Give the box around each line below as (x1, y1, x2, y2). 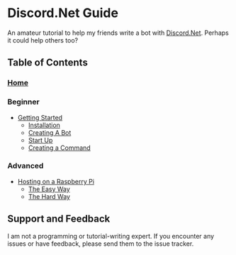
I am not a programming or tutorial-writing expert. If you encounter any (7, 232, 215, 240)
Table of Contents (7, 57, 89, 69)
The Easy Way (28, 185, 71, 193)
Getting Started (17, 113, 62, 121)
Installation (28, 121, 60, 129)
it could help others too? (7, 36, 79, 44)
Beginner (7, 97, 40, 107)
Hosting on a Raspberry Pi (17, 177, 94, 185)
